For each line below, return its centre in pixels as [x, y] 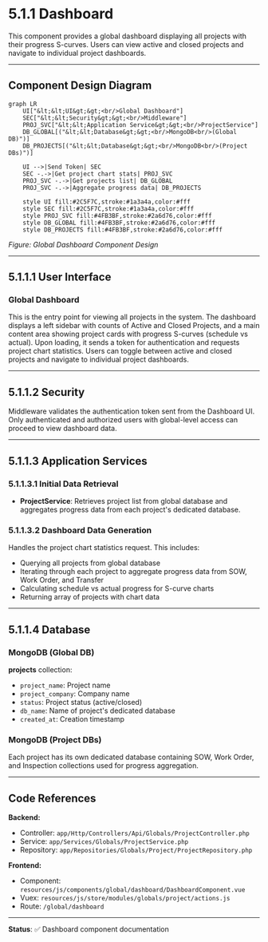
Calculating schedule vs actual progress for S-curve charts [117, 588]
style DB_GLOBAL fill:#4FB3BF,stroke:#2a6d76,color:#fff [119, 223]
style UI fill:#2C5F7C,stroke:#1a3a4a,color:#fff [107, 202]
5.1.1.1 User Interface [60, 277]
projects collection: [40, 669]
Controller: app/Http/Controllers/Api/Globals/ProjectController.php [134, 833]
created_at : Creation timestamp [72, 718]
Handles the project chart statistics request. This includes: [104, 548]
